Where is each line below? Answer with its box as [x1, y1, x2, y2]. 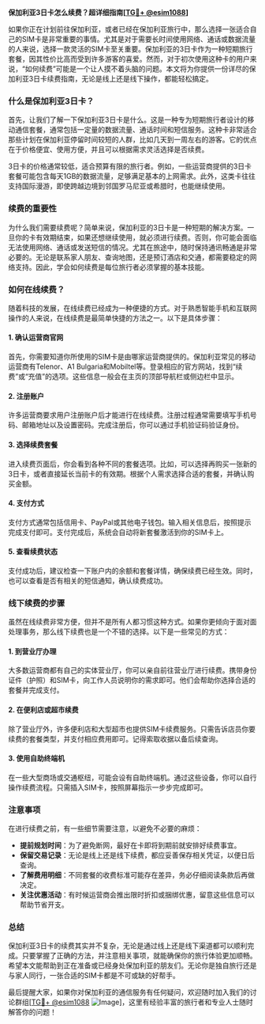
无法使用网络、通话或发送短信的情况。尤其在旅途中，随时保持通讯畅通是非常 [8, 242, 257, 252]
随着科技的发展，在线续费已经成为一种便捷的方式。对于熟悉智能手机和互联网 [8, 303, 257, 313]
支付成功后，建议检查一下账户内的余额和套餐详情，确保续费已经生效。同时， [8, 566, 257, 575]
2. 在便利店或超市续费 [8, 705, 79, 715]
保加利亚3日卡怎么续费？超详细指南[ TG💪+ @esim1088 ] [8, 8, 189, 17]
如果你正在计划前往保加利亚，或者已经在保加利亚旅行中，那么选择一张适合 [8, 25, 250, 34]
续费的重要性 [8, 203, 58, 214]
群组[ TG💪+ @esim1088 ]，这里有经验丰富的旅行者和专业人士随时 [14, 997, 254, 1007]
